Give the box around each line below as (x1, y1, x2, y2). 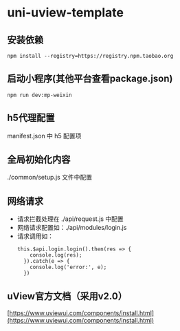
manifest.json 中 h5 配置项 (7, 131, 82, 140)
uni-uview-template (7, 5, 124, 21)
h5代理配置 (7, 112, 55, 124)
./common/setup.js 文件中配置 (7, 173, 93, 182)
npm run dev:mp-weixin (7, 92, 72, 98)
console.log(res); (30, 252, 82, 259)
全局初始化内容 (7, 153, 71, 166)
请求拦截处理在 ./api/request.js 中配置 (16, 215, 124, 223)
